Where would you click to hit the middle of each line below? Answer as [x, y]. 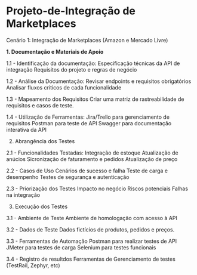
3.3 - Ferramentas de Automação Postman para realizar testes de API [92, 241]
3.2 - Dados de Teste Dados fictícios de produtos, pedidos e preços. [90, 229]
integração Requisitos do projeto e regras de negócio [72, 69]
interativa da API [26, 129]
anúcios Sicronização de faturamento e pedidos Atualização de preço [92, 159]
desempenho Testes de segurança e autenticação [68, 177]
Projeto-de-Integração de [71, 11]
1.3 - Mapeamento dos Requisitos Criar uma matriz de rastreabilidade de [95, 99]
